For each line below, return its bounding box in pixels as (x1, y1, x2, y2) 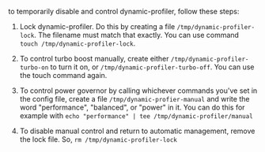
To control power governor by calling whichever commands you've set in (19, 86, 258, 95)
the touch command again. (19, 71, 108, 80)
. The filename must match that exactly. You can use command (34, 31, 240, 39)
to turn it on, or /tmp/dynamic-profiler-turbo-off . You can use (50, 62, 255, 72)
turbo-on (19, 64, 49, 72)
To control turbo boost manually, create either (19, 54, 169, 63)
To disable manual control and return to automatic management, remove (19, 126, 256, 135)
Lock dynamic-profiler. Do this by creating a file (19, 22, 176, 31)
